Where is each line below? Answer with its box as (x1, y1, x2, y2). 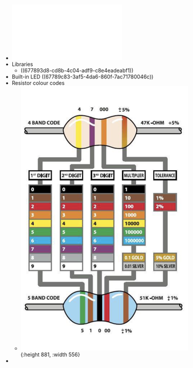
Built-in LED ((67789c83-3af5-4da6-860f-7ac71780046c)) (11, 73, 154, 80)
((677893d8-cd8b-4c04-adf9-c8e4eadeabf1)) (20, 67, 134, 74)
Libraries (11, 61, 33, 68)
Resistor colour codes (11, 79, 65, 87)
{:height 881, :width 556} (20, 351, 80, 358)
